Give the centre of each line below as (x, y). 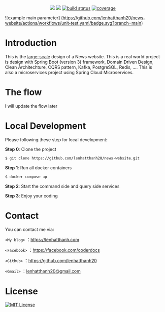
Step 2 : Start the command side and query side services (62, 186)
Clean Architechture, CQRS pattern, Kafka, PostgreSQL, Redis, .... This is (79, 67)
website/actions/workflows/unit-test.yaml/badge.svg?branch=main (73, 23)
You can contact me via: (30, 229)
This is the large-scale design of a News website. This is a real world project (82, 56)
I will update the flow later (31, 106)
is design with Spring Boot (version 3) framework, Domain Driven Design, (79, 62)
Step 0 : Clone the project (31, 149)
